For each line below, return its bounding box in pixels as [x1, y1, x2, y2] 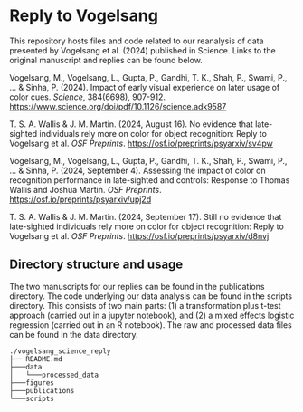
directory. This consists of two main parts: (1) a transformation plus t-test [9, 300, 282, 311]
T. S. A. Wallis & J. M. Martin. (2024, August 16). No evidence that [9, 119, 253, 129]
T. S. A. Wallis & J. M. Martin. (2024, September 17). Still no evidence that [9, 211, 282, 222]
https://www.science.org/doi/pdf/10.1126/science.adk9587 [9, 101, 227, 111]
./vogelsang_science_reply [9, 346, 111, 356]
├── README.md [9, 354, 63, 363]
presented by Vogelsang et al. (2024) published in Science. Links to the [9, 44, 276, 55]
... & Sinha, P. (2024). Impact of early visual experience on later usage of [9, 81, 280, 92]
